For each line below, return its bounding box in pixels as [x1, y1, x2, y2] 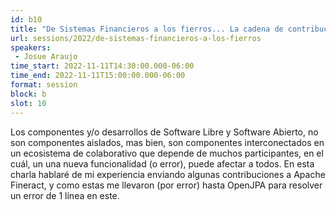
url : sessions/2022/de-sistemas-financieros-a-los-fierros [10, 33, 262, 43]
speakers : [10, 42, 52, 53]
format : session [10, 80, 78, 90]
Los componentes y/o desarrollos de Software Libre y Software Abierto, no [10, 126, 319, 138]
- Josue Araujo [14, 52, 78, 62]
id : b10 [10, 14, 43, 25]
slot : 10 [10, 98, 47, 108]
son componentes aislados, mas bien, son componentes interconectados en [10, 136, 325, 148]
